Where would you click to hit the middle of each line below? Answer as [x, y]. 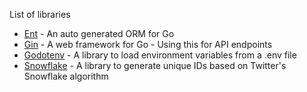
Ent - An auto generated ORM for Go [99, 33]
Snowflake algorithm [66, 76]
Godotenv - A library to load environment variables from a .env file [160, 55]
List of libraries [40, 14]
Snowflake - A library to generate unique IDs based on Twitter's [155, 65]
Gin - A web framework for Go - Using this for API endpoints [148, 44]
